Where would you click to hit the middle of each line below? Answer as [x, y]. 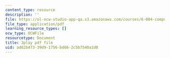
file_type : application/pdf [35, 24]
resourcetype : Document [30, 38]
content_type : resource [30, 10]
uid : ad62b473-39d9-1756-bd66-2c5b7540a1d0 [52, 47]
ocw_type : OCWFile [25, 33]
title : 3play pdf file [29, 43]
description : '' [22, 15]
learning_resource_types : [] [36, 29]
